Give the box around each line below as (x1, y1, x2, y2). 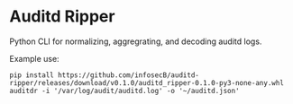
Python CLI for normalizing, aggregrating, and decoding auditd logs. (9, 36, 262, 47)
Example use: (9, 53, 60, 64)
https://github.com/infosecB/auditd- (57, 70, 200, 80)
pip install (9, 70, 54, 80)
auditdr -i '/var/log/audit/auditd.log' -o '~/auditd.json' (9, 86, 241, 95)
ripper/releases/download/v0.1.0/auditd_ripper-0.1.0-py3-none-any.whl (9, 78, 284, 87)
